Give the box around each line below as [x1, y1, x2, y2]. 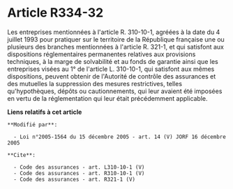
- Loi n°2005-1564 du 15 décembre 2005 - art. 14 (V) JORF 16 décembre [13, 133, 227, 140]
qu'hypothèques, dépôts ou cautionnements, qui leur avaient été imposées [7, 87, 223, 95]
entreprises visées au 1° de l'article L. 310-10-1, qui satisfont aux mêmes [7, 65, 215, 73]
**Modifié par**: [7, 121, 58, 128]
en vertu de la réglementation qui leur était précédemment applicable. [7, 94, 208, 102]
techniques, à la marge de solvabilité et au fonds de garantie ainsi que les [7, 57, 218, 65]
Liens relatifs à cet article [7, 108, 82, 116]
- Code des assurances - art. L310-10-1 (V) [13, 163, 145, 171]
